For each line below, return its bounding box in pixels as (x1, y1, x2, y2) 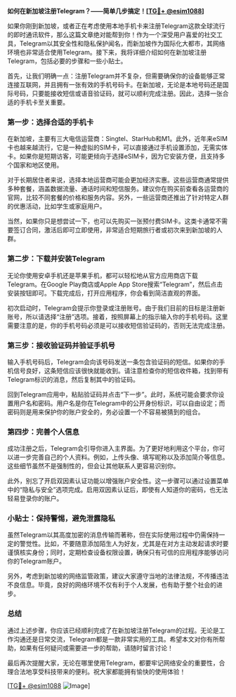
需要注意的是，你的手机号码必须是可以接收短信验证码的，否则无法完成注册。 (7, 321, 229, 329)
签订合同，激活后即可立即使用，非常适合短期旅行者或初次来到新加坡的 (13, 226, 216, 234)
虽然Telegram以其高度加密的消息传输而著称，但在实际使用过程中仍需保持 (7, 531, 219, 539)
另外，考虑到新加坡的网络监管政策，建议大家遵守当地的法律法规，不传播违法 (7, 572, 229, 580)
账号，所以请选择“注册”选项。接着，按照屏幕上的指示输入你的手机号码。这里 (7, 312, 228, 321)
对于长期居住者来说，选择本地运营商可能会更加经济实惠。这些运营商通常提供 (7, 175, 229, 185)
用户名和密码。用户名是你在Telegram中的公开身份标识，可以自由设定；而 (13, 399, 225, 407)
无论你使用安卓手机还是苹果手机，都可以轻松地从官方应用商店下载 (7, 271, 198, 279)
